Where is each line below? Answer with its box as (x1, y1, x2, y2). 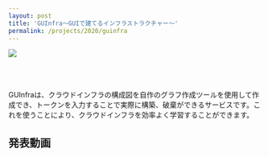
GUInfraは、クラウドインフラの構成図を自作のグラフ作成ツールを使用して (8, 90, 253, 100)
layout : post (8, 11, 52, 20)
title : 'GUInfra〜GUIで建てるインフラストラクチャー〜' (8, 19, 179, 27)
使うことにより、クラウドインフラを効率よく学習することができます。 (22, 110, 254, 120)
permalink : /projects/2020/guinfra (8, 27, 128, 35)
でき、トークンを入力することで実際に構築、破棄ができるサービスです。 (14, 100, 254, 109)
